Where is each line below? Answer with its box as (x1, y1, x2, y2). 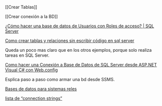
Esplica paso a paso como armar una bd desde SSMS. (5, 77, 115, 82)
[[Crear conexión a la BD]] (5, 14, 58, 19)
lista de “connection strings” (5, 95, 62, 101)
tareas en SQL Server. (5, 52, 50, 58)
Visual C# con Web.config (5, 67, 58, 73)
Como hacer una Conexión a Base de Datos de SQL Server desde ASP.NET (5, 62, 157, 67)
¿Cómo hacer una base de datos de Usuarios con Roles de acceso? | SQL (5, 23, 155, 29)
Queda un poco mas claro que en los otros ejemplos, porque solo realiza (5, 47, 152, 53)
